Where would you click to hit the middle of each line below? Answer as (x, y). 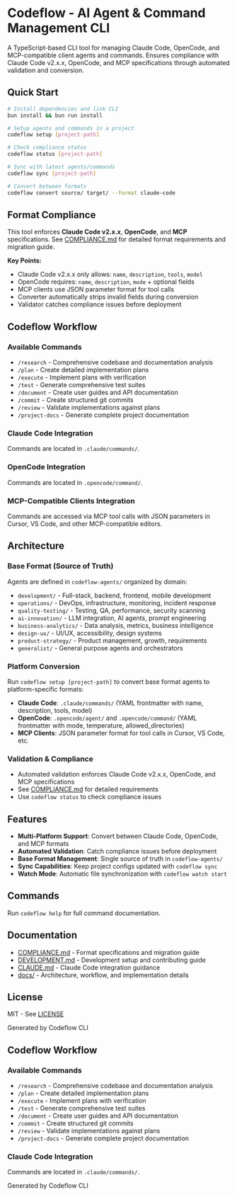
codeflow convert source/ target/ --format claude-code (91, 193)
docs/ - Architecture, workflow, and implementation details (103, 975)
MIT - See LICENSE (36, 1014)
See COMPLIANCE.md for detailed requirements (88, 789)
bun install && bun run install (55, 115)
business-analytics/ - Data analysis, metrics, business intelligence (115, 625)
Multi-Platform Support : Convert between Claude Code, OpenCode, (118, 836)
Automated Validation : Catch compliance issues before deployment (117, 851)
